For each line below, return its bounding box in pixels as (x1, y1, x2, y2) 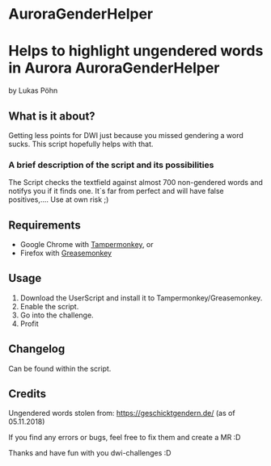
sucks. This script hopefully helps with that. (8, 139, 154, 149)
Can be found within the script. (8, 363, 112, 373)
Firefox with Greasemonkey (19, 248, 112, 258)
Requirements (8, 218, 81, 232)
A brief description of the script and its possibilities (8, 159, 214, 170)
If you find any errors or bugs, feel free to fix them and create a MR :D (8, 433, 241, 443)
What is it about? (8, 109, 95, 123)
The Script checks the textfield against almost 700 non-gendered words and (8, 178, 263, 187)
